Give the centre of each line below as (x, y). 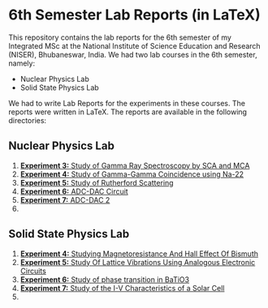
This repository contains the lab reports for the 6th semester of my (120, 37)
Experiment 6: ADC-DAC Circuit (74, 191)
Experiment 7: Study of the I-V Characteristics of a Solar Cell (122, 288)
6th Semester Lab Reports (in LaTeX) (135, 15)
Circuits (33, 271)
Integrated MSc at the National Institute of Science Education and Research (135, 45)
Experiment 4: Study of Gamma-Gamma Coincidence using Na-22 (132, 174)
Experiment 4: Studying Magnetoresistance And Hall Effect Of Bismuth (139, 254)
